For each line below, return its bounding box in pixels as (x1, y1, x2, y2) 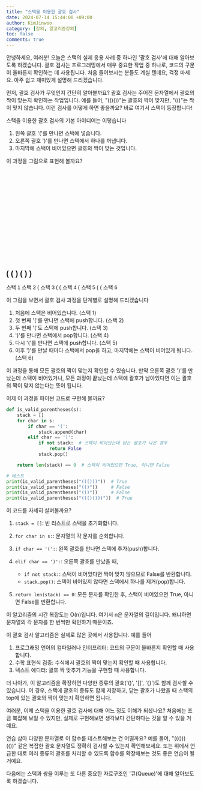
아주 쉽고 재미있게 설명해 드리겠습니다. (14, 76, 104, 83)
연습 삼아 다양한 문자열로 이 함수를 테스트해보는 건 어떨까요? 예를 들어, (6, 735, 170, 742)
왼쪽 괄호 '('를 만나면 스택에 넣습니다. (14, 130, 102, 137)
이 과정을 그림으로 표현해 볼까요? (6, 157, 83, 164)
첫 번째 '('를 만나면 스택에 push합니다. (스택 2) (14, 317, 124, 324)
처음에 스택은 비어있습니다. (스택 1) (14, 310, 97, 316)
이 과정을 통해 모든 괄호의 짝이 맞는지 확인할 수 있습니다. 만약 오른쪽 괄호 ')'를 (6, 367, 187, 374)
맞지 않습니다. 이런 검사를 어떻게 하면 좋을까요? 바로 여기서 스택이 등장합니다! (12, 104, 193, 111)
